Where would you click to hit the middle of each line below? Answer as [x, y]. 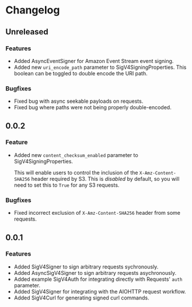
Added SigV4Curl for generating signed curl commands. [81, 298]
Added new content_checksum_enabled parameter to [76, 155]
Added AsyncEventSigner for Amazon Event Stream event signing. [94, 61]
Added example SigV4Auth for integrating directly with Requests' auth [98, 279]
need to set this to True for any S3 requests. [67, 185]
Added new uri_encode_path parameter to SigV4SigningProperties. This [100, 67]
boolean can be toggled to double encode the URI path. [81, 73]
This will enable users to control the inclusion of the [76, 172]
